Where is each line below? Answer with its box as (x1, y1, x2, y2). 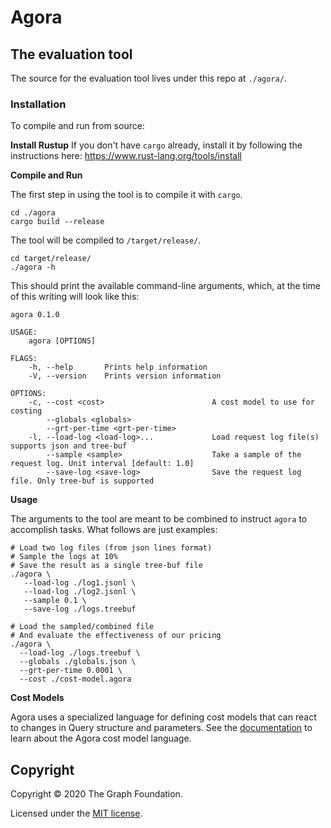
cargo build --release (10, 217, 105, 227)
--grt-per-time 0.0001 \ (19, 666, 123, 676)
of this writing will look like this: (10, 291, 140, 303)
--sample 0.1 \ (23, 596, 87, 606)
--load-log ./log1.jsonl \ (23, 578, 137, 588)
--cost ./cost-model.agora (19, 674, 132, 685)
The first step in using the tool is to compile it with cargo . (10, 189, 243, 201)
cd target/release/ (10, 254, 92, 264)
